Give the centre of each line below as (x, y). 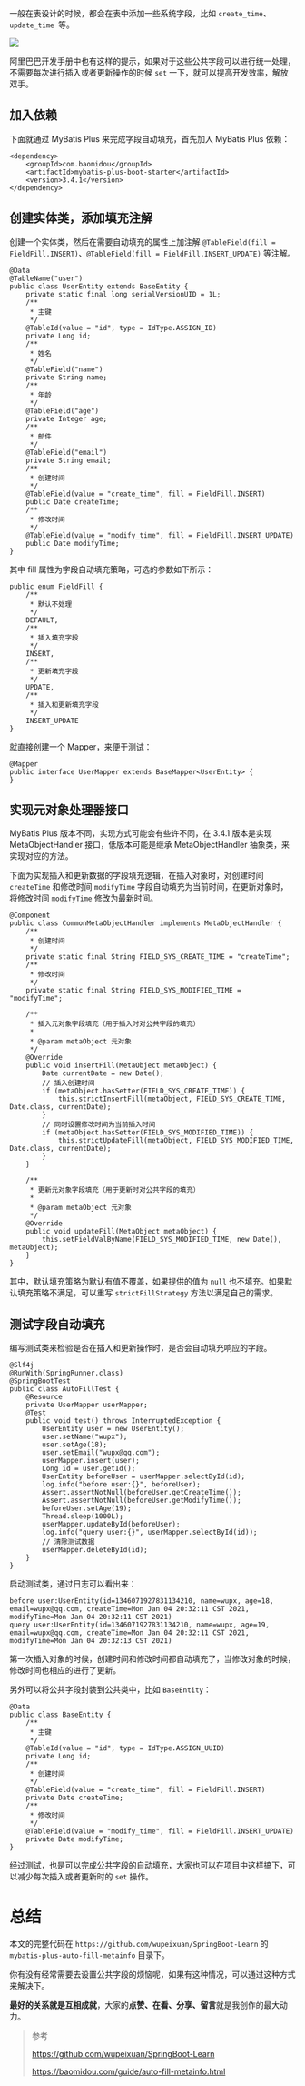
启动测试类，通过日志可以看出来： (73, 1584)
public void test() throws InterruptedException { (123, 1421)
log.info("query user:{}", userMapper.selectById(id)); (150, 1532)
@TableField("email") (66, 452)
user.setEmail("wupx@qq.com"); (101, 1453)
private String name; (66, 377)
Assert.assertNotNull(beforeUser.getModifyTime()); (142, 1501)
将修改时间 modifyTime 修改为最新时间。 (84, 898)
